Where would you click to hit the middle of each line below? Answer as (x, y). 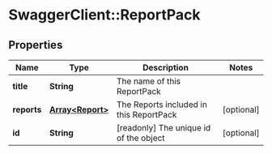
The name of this (149, 81)
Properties (36, 45)
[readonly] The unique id (164, 128)
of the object (140, 138)
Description (166, 68)
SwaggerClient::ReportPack (104, 15)
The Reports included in (162, 105)
